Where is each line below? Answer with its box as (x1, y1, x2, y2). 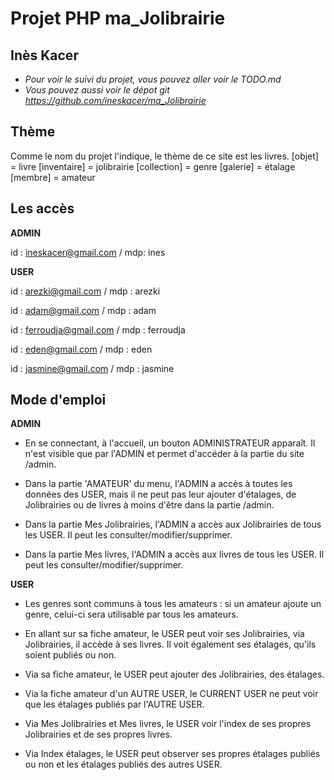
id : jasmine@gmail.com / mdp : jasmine (10, 362, 175, 374)
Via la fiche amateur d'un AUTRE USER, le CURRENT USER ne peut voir (24, 688, 319, 700)
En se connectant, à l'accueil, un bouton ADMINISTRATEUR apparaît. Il (24, 437, 316, 449)
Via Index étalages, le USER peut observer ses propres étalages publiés (24, 748, 321, 760)
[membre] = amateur (10, 171, 96, 183)
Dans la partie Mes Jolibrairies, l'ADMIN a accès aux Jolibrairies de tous (24, 518, 322, 531)
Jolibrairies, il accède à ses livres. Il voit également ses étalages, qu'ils (24, 638, 317, 651)
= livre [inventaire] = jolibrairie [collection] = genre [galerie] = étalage (10, 160, 296, 172)
